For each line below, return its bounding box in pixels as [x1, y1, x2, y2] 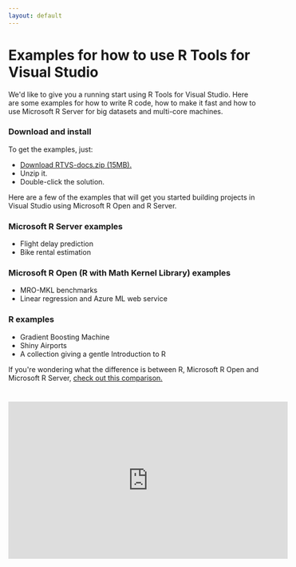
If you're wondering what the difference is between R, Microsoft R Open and [8, 364, 259, 374]
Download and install [8, 126, 92, 137]
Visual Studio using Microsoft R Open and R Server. [8, 200, 177, 210]
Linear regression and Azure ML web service [19, 294, 168, 303]
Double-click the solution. [19, 176, 105, 186]
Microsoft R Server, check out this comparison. [8, 373, 164, 383]
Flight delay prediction [19, 239, 94, 248]
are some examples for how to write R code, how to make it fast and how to [8, 97, 257, 108]
